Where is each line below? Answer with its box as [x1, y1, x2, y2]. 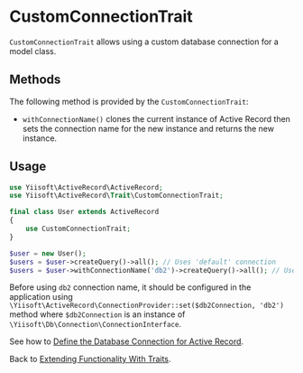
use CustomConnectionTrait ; [25, 224, 131, 234]
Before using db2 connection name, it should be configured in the [9, 282, 252, 293]
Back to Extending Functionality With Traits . [9, 354, 171, 365]
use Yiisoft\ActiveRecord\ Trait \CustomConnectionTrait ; [9, 191, 224, 200]
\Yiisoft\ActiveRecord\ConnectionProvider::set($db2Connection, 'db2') [9, 301, 284, 311]
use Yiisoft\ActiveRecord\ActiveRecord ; [9, 182, 164, 191]
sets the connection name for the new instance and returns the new [22, 123, 275, 134]
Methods [9, 72, 61, 88]
